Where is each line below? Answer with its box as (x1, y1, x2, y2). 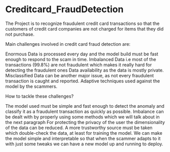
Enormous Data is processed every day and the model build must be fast (5, 51, 158, 57)
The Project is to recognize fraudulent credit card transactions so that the (5, 20, 160, 26)
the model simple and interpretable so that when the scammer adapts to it (5, 135, 161, 141)
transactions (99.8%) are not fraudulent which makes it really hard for (5, 62, 152, 68)
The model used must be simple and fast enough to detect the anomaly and (5, 103, 165, 109)
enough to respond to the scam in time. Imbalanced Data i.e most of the (5, 56, 157, 62)
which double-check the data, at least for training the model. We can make (5, 130, 162, 136)
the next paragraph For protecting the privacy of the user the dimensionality (5, 119, 165, 125)
